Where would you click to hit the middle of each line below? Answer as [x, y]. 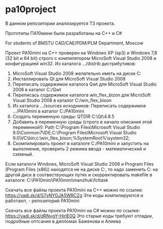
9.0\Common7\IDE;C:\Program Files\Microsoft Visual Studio [74, 132]
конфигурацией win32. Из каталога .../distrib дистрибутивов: [71, 63]
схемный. [23, 154]
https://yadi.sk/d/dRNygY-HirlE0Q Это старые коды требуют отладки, [79, 216]
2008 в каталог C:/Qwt [37, 89]
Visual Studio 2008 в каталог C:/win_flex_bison [62, 100]
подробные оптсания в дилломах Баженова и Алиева [63, 221]
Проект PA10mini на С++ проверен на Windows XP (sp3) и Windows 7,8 [81, 53]
